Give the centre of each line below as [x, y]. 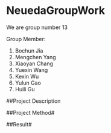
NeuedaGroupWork [56, 11]
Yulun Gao [28, 83]
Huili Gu [25, 89]
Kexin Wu [27, 76]
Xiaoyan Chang [34, 63]
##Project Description [33, 101]
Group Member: [26, 39]
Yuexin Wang [31, 70]
